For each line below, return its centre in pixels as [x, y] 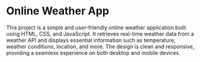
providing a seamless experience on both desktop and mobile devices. [93, 52]
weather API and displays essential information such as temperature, [91, 40]
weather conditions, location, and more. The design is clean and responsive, [100, 46]
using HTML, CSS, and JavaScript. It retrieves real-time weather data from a [100, 33]
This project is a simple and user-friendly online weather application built [96, 27]
